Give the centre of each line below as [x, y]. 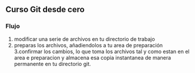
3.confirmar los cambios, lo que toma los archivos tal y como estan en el [102, 51]
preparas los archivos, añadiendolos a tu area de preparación [88, 45]
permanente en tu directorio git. [53, 64]
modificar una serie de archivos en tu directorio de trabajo [84, 39]
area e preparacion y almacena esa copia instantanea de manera [93, 57]
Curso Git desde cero [45, 10]
